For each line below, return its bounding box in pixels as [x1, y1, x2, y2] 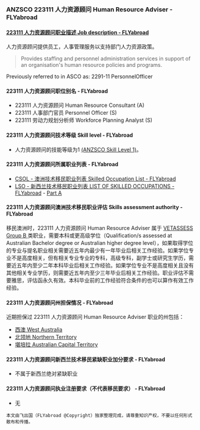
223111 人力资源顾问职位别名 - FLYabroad [6, 87, 108, 94]
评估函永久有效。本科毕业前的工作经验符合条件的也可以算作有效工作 [26, 277, 194, 284]
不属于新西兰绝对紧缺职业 [14, 370, 78, 377]
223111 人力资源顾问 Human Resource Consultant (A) [14, 102, 145, 109]
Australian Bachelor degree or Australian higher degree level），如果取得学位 [6, 239, 193, 246]
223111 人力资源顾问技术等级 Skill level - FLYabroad [6, 131, 133, 139]
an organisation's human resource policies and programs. [20, 62, 162, 69]
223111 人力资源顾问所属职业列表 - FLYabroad [6, 161, 118, 168]
